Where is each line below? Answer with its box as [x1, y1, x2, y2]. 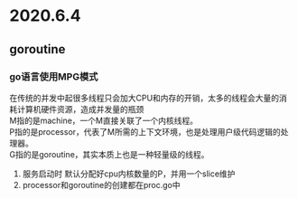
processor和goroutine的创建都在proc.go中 [22, 179, 181, 190]
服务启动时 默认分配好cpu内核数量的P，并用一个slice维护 [22, 168, 236, 179]
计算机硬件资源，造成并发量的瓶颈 [16, 103, 144, 114]
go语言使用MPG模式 [9, 70, 98, 82]
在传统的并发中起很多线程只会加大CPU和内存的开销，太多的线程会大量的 [9, 92, 280, 103]
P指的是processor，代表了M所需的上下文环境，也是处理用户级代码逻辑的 [9, 126, 282, 137]
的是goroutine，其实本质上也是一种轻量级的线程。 [23, 148, 210, 159]
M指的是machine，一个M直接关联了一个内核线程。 [9, 115, 199, 126]
